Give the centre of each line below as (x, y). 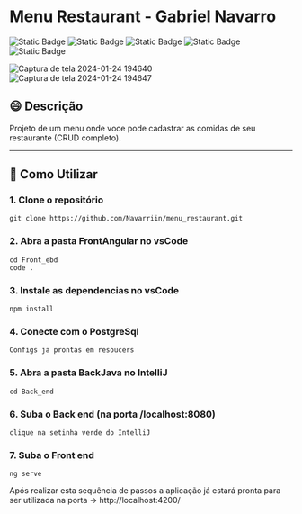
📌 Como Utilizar (54, 174)
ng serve (26, 474)
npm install (31, 309)
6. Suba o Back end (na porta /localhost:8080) (112, 414)
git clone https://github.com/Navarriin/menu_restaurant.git (126, 219)
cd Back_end (31, 392)
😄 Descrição (46, 107)
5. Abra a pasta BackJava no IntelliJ (89, 373)
